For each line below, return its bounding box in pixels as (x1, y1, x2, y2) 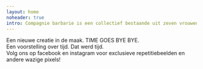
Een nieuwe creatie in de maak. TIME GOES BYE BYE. (6, 37, 140, 44)
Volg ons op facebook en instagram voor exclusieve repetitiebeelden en (6, 50, 185, 57)
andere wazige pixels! (6, 56, 61, 64)
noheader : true (6, 15, 45, 21)
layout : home (6, 8, 39, 15)
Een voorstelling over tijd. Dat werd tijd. (6, 43, 104, 50)
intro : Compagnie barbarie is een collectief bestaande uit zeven (6, 20, 177, 26)
